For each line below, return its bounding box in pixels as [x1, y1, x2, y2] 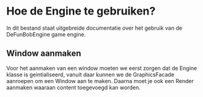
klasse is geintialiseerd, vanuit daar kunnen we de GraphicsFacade [6, 71, 175, 78]
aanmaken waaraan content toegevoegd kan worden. [6, 84, 141, 91]
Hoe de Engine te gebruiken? [6, 4, 156, 18]
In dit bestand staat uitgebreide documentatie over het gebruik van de [6, 24, 182, 32]
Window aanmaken [6, 48, 81, 59]
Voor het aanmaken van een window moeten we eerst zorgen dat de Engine [6, 64, 197, 72]
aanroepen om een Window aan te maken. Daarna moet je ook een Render [6, 77, 194, 84]
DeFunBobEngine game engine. [6, 30, 86, 38]
